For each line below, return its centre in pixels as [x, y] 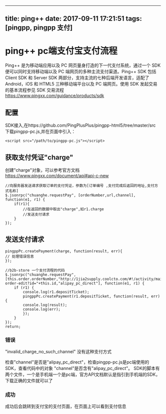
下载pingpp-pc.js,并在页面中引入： [40, 132]
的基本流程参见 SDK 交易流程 [35, 90]
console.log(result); [45, 305]
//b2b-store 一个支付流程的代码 [35, 270]
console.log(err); [42, 309]
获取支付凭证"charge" [39, 157]
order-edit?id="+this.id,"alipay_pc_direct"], [54, 283]
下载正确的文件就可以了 [29, 381]
